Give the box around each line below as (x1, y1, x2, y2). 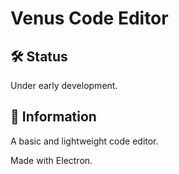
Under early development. (10, 80, 118, 91)
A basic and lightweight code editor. (10, 135, 159, 147)
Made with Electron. (10, 154, 93, 166)
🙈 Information (10, 108, 97, 126)
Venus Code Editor (10, 7, 169, 30)
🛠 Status (10, 48, 68, 65)
